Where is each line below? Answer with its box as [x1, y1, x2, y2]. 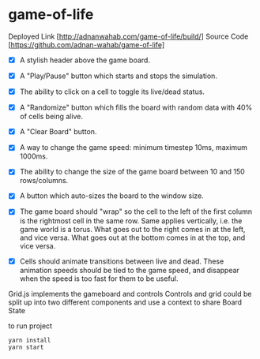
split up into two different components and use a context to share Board [8, 297, 243, 307]
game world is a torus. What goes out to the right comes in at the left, [19, 224, 246, 234]
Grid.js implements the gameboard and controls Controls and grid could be [8, 289, 252, 298]
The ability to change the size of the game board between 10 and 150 [19, 167, 245, 177]
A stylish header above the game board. [19, 55, 150, 65]
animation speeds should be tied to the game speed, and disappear [19, 265, 239, 275]
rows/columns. [19, 176, 69, 185]
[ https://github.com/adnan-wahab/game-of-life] [8, 39, 165, 49]
